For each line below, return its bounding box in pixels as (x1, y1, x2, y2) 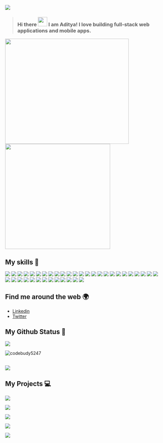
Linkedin (12, 308, 30, 314)
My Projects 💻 (5, 380, 51, 388)
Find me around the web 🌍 (5, 293, 89, 301)
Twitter (12, 313, 27, 319)
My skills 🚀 (5, 258, 39, 266)
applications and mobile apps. (17, 27, 91, 34)
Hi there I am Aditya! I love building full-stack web (17, 21, 150, 28)
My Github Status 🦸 (5, 328, 66, 336)
